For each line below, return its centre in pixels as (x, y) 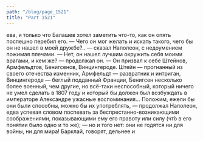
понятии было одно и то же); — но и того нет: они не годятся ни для (95, 125)
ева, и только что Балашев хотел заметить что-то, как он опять (89, 34)
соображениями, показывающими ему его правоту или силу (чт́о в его (99, 118)
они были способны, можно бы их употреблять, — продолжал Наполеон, (102, 105)
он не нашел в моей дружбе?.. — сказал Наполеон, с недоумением (94, 48)
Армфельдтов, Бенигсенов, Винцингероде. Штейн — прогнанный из (95, 67)
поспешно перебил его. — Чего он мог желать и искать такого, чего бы (100, 41)
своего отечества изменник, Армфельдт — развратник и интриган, (94, 73)
